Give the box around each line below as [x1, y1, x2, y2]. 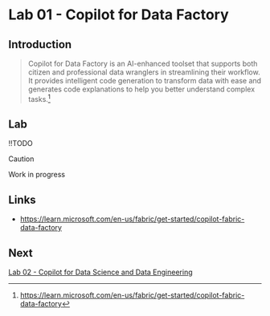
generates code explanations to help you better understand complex [27, 84, 256, 94]
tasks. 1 [27, 93, 51, 103]
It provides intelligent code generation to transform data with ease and [27, 76, 262, 85]
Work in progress [8, 170, 66, 180]
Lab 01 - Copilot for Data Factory [8, 6, 229, 24]
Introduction [8, 38, 72, 51]
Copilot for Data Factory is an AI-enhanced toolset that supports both [27, 59, 258, 68]
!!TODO [8, 139, 34, 148]
